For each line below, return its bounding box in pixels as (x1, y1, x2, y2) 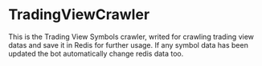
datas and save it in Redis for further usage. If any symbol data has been (8, 40, 249, 49)
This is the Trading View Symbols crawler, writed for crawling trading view (8, 32, 255, 41)
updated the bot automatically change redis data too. (8, 49, 184, 58)
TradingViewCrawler (8, 6, 150, 24)
